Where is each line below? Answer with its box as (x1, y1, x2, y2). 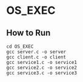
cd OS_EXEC (6, 43, 34, 49)
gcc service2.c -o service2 (6, 65, 78, 71)
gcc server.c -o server (6, 49, 67, 55)
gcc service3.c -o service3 (6, 70, 78, 76)
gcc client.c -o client (6, 54, 67, 60)
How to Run (6, 28, 51, 38)
